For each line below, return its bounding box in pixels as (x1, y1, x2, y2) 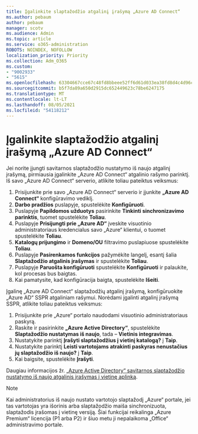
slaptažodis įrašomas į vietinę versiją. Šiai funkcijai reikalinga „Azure (6, 409, 171, 416)
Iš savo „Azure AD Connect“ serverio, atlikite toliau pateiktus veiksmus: (6, 177, 179, 185)
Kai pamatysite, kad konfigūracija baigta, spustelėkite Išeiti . (14, 277, 160, 284)
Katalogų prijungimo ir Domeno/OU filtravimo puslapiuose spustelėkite (14, 239, 189, 246)
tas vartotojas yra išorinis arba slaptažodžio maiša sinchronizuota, (6, 402, 167, 410)
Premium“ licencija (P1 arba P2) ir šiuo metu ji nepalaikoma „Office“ (6, 415, 169, 422)
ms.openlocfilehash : (6, 80, 57, 86)
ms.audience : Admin (6, 31, 54, 37)
